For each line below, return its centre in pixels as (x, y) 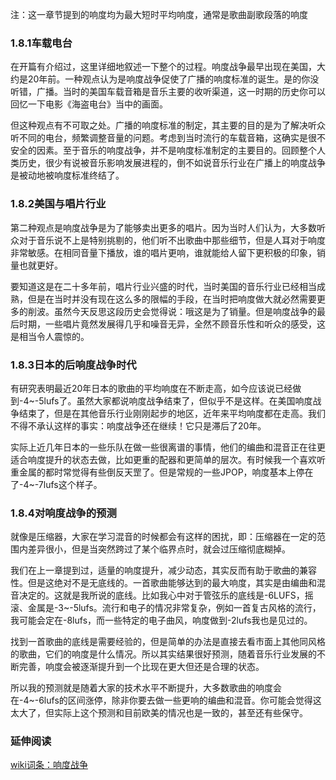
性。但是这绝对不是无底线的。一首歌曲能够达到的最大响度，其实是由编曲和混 (168, 583)
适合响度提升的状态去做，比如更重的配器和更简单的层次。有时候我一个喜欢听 (168, 459)
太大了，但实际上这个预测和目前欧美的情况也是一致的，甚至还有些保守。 (159, 713)
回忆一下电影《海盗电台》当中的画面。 (89, 104)
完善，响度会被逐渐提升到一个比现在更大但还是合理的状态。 (141, 667)
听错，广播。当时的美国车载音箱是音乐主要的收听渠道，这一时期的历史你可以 (168, 92)
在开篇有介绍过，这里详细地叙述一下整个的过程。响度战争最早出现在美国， (163, 67)
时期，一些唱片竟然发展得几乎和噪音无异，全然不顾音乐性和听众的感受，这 (172, 324)
